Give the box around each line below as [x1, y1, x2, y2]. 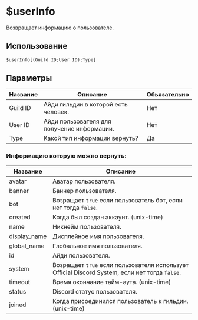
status [9, 287, 27, 295]
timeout [9, 278, 31, 286]
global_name [9, 242, 45, 250]
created [9, 213, 31, 221]
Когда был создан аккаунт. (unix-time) [52, 213, 163, 221]
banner [9, 186, 29, 195]
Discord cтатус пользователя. [52, 287, 137, 295]
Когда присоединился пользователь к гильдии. [52, 296, 189, 305]
